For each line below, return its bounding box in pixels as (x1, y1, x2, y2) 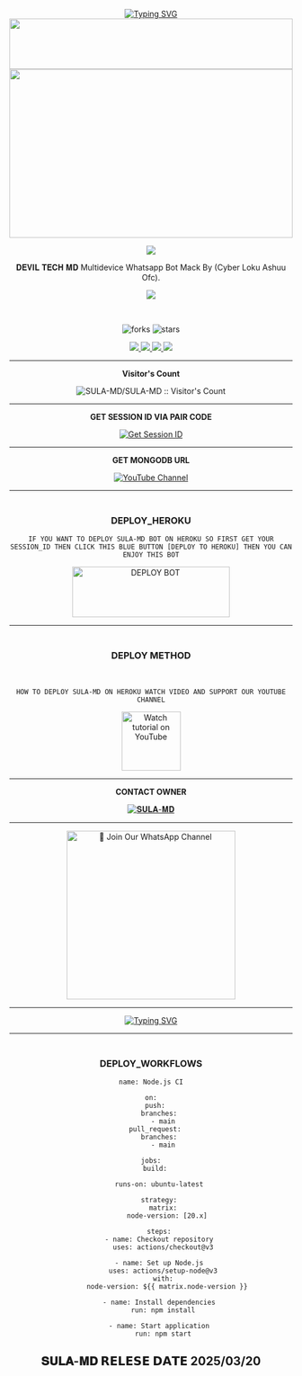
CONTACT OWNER (115, 786, 187, 797)
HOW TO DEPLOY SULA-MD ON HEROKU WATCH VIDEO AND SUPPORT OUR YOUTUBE (16, 687, 286, 696)
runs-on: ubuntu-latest (114, 1179, 204, 1189)
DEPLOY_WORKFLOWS (99, 1057, 203, 1069)
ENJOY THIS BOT (122, 550, 180, 559)
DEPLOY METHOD (111, 649, 191, 662)
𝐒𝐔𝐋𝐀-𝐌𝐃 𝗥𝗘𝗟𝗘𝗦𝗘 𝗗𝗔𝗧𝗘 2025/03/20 (40, 1354, 262, 1369)
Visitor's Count (121, 369, 181, 379)
